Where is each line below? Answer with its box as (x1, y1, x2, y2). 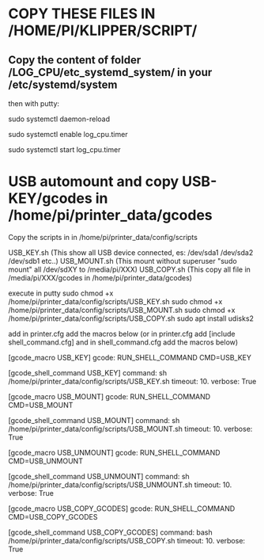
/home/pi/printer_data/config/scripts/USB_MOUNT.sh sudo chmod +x (8, 305, 236, 314)
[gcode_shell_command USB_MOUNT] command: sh (8, 415, 180, 425)
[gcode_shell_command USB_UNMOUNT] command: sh (8, 471, 190, 481)
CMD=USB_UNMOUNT (8, 456, 83, 466)
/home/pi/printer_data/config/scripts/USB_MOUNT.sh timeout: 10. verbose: (8, 424, 253, 433)
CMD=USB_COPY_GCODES (8, 512, 98, 521)
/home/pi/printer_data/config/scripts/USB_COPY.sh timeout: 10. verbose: (8, 535, 246, 545)
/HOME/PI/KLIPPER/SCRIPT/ (8, 21, 198, 40)
